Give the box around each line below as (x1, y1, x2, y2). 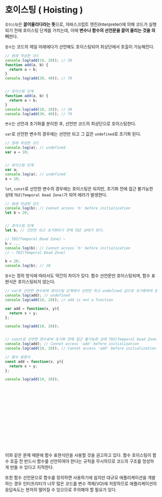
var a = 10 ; (5, 150, 29, 155)
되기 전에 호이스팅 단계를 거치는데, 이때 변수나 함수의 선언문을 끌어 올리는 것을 (5, 27, 151, 33)
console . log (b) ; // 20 (5, 264, 51, 268)
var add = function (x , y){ (5, 306, 59, 311)
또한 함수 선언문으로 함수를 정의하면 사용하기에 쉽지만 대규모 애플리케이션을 (5, 475, 147, 481)
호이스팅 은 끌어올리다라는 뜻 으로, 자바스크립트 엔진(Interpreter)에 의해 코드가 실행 (5, 21, 157, 27)
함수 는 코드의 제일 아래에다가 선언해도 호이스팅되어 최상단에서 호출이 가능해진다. (5, 44, 155, 49)
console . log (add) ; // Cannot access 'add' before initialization (5, 342, 139, 346)
